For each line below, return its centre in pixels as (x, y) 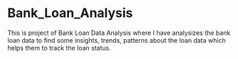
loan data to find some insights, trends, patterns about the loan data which (117, 40)
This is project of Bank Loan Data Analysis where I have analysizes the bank (119, 33)
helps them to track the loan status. (59, 48)
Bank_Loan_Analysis (70, 13)
